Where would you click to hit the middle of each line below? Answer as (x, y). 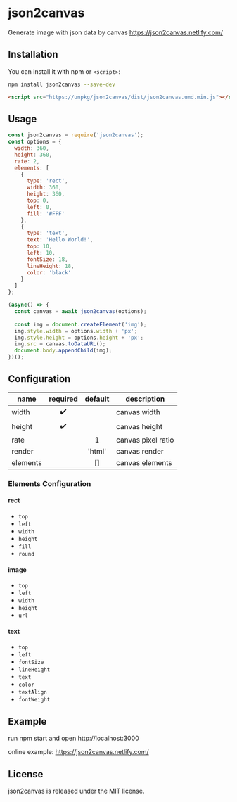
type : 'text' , (47, 234)
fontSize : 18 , (47, 259)
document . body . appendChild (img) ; (63, 351)
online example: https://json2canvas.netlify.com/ (79, 752)
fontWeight (34, 700)
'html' (97, 451)
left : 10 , (41, 253)
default (97, 399)
